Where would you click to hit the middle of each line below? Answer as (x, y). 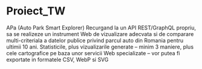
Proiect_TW (36, 11)
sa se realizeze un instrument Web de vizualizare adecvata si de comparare (100, 34)
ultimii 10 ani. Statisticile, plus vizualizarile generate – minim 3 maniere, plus (100, 47)
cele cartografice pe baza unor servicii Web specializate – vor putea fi (93, 53)
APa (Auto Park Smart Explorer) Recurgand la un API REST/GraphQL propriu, (101, 28)
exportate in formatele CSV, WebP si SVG (57, 59)
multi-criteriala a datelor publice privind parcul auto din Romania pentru (95, 40)
